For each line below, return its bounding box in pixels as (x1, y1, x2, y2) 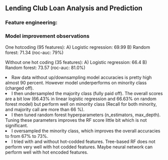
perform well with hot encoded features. (5, 149, 89, 155)
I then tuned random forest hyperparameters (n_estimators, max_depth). (12, 112, 161, 118)
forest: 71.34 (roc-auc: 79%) (5, 49, 64, 55)
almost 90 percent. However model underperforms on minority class (5, 79, 147, 86)
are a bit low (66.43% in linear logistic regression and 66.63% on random (5, 96, 156, 102)
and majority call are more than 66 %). (5, 106, 85, 112)
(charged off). (5, 85, 34, 91)
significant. (5, 122, 29, 128)
